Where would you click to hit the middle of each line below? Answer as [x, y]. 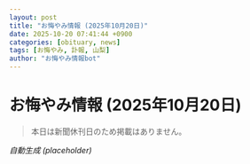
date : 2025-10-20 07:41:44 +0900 [71, 34]
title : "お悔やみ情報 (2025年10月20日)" [79, 26]
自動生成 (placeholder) [51, 150]
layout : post [33, 17]
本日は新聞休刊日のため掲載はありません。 [109, 131]
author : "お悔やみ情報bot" [55, 59]
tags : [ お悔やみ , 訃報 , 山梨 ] [60, 51]
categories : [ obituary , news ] [65, 42]
